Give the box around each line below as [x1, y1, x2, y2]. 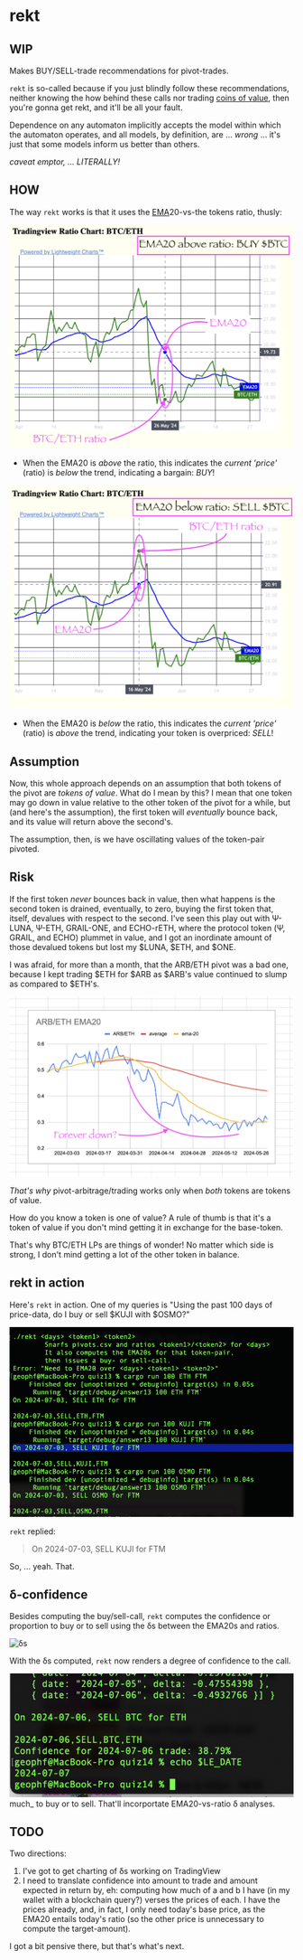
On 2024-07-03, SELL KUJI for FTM [31, 1543, 166, 1554]
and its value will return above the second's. [9, 816, 174, 827]
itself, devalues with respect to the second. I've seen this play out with [9, 912, 271, 923]
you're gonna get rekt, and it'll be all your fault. [9, 102, 183, 113]
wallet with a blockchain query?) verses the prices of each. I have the [22, 1895, 281, 1906]
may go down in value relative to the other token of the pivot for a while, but [9, 797, 291, 808]
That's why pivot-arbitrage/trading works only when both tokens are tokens [9, 1185, 291, 1196]
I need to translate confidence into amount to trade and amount [22, 1875, 259, 1886]
